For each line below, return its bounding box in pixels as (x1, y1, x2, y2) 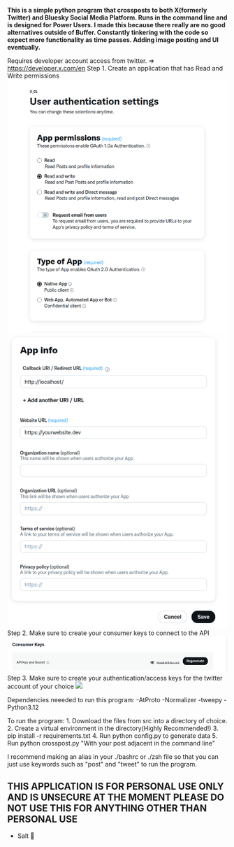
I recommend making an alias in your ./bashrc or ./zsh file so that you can (7, 753, 219, 761)
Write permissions (7, 71, 59, 80)
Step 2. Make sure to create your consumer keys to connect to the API (7, 629, 210, 637)
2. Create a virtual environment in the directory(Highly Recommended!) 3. (7, 724, 219, 733)
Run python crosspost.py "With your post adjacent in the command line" (7, 739, 215, 748)
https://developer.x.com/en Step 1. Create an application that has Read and (7, 64, 224, 72)
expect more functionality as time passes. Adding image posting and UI (7, 36, 219, 44)
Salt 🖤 (17, 832, 35, 840)
